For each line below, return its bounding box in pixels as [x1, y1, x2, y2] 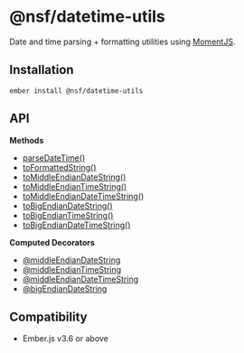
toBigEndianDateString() [22, 200, 113, 211]
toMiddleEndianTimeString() [22, 181, 127, 191]
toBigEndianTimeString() [22, 209, 114, 220]
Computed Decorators [9, 237, 95, 247]
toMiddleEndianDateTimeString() [22, 190, 145, 201]
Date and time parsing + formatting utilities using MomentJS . [9, 36, 236, 47]
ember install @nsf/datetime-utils [9, 86, 144, 96]
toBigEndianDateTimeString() [22, 219, 131, 230]
